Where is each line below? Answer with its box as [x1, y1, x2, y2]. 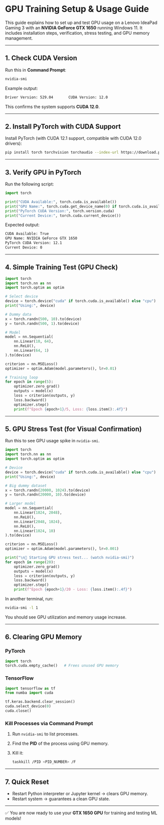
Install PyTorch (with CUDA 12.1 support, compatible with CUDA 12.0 [5, 136, 142, 141]
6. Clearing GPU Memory [5, 633, 82, 642]
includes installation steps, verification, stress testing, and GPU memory [5, 30, 150, 36]
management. [5, 35, 33, 41]
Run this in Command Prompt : [5, 67, 66, 73]
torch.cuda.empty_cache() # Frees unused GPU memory [5, 663, 119, 668]
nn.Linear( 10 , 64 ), [14, 339, 54, 344]
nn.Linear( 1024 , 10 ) [14, 528, 56, 533]
